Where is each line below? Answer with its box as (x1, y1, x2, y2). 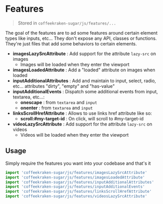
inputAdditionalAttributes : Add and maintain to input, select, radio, (12, 78, 156, 84)
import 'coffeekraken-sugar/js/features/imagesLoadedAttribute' (5, 174, 145, 180)
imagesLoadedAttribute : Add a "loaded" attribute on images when (12, 67, 155, 73)
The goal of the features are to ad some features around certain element (5, 30, 158, 36)
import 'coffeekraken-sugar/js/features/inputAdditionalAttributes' (5, 180, 154, 185)
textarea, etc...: (12, 94, 45, 100)
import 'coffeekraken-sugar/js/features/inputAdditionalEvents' (5, 184, 145, 189)
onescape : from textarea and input (20, 99, 98, 105)
